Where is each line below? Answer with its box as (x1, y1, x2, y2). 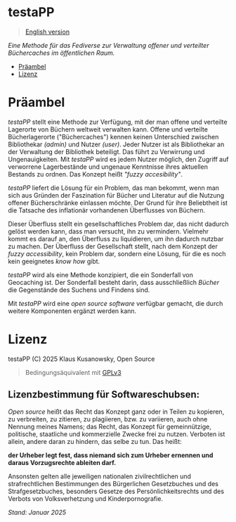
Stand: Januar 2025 (8, 508, 66, 516)
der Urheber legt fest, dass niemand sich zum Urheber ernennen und (8, 451, 214, 459)
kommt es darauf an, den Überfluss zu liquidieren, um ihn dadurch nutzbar (8, 234, 224, 243)
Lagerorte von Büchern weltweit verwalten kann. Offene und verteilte (8, 125, 208, 134)
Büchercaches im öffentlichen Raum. (8, 49, 115, 57)
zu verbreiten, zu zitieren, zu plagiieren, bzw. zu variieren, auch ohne (8, 414, 208, 423)
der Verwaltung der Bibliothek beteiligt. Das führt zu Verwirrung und (8, 147, 205, 155)
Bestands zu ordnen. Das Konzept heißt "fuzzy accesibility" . (8, 170, 183, 178)
